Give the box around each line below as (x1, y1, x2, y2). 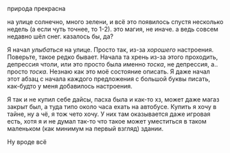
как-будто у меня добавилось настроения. (7, 82, 133, 90)
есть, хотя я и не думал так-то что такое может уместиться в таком (7, 117, 207, 125)
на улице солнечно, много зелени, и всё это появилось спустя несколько (7, 18, 224, 25)
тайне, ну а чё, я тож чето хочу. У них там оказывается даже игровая (7, 110, 211, 118)
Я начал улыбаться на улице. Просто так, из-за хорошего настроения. (7, 46, 214, 54)
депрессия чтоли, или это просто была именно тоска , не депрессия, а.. (7, 60, 218, 68)
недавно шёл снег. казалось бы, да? (7, 32, 114, 40)
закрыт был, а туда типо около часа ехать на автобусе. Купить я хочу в (7, 103, 217, 110)
